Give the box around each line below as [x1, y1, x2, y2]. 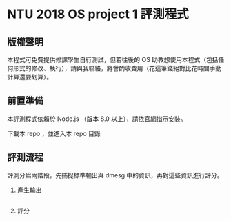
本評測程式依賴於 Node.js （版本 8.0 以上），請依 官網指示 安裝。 [7, 115, 188, 123]
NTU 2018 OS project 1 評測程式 [7, 6, 190, 22]
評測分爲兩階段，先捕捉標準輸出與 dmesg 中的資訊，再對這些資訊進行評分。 [7, 171, 223, 180]
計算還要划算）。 [7, 73, 53, 81]
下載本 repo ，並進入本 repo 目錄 [7, 129, 101, 137]
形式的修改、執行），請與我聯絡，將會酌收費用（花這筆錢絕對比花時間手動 [12, 64, 222, 73]
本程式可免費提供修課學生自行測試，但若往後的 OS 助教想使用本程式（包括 [7, 56, 219, 64]
